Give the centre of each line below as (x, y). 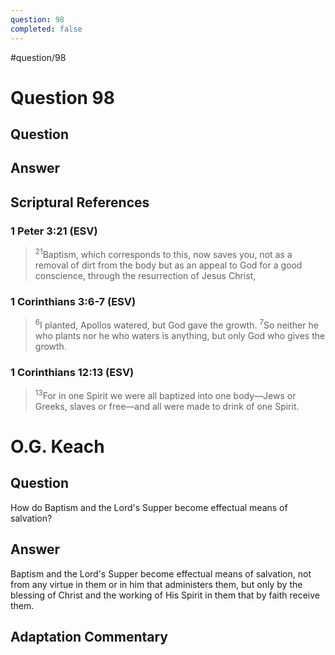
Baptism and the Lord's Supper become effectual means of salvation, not (161, 573)
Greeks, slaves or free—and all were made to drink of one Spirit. (167, 406)
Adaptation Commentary (89, 636)
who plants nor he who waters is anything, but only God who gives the (180, 335)
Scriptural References (80, 202)
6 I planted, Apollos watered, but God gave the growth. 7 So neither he (176, 324)
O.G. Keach (57, 446)
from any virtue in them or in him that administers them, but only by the (156, 584)
